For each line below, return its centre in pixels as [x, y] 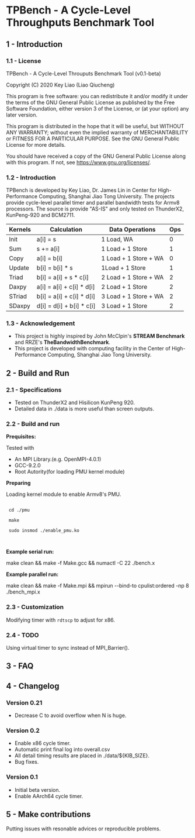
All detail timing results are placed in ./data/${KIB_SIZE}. [82, 756]
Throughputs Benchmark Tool [80, 23]
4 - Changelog [33, 686]
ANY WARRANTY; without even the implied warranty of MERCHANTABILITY [97, 132]
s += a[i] [48, 249]
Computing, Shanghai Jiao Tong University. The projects [107, 196]
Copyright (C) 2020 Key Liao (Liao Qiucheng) [60, 85]
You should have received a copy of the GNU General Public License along [96, 156]
